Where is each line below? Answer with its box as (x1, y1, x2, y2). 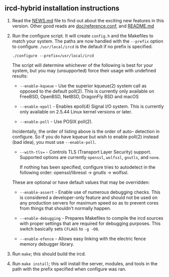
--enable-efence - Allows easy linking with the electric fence (19, 235, 146, 242)
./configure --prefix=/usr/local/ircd (12, 53, 94, 58)
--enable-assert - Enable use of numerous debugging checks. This (19, 189, 160, 195)
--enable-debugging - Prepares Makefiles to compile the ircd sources (19, 215, 163, 221)
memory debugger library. (19, 241, 74, 247)
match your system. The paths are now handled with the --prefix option (12, 38, 163, 44)
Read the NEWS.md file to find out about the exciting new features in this (12, 17, 164, 23)
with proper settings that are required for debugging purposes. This (19, 220, 161, 226)
